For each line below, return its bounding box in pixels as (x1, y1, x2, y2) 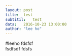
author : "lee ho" (5, 26, 42, 32)
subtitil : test (5, 17, 42, 22)
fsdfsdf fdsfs (5, 46, 32, 52)
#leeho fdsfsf (5, 40, 33, 46)
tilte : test (5, 12, 33, 17)
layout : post (5, 7, 33, 13)
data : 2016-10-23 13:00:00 (5, 21, 67, 27)
